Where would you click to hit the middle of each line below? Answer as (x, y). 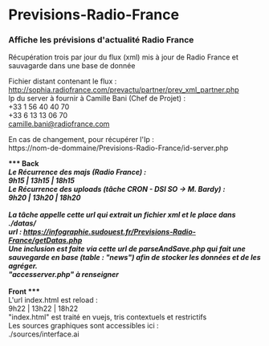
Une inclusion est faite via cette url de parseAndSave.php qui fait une (127, 249)
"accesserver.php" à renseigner (63, 275)
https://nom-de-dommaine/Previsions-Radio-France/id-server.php (118, 148)
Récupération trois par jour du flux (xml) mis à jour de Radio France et (124, 57)
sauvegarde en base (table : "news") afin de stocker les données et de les (134, 258)
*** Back (24, 164)
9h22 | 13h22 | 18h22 (43, 309)
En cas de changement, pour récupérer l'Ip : (81, 140)
